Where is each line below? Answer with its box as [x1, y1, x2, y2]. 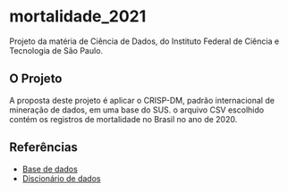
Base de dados [21, 163, 78, 174]
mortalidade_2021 [9, 6, 147, 27]
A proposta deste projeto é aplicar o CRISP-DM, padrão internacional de [9, 95, 275, 105]
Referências [9, 140, 79, 155]
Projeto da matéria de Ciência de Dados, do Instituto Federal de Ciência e [9, 36, 280, 46]
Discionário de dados [21, 172, 101, 184]
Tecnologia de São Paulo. [9, 45, 104, 55]
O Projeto [9, 71, 63, 87]
